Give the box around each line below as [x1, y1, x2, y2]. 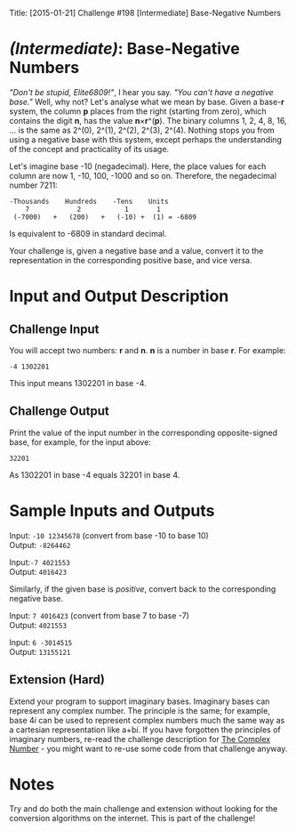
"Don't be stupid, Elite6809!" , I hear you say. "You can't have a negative [9, 86, 274, 97]
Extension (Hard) [9, 672, 105, 688]
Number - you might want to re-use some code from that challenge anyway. [9, 743, 288, 754]
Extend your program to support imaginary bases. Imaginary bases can [9, 696, 270, 707]
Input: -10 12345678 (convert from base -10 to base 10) [9, 529, 209, 541]
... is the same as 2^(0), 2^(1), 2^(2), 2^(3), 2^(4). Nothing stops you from [9, 125, 276, 135]
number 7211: [9, 180, 58, 190]
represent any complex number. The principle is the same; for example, [9, 705, 271, 715]
